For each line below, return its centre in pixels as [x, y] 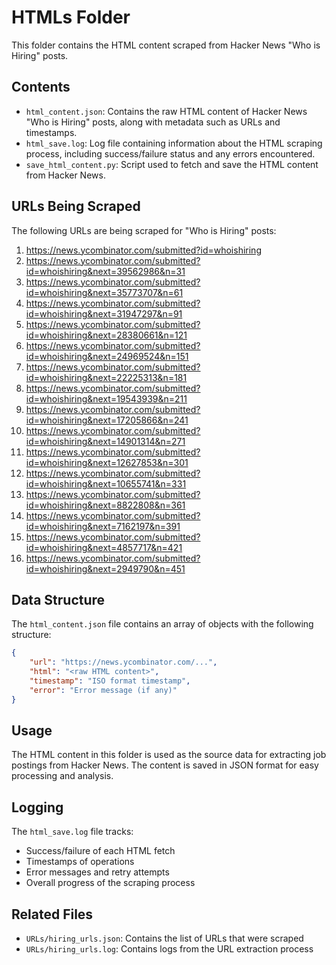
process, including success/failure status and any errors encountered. [170, 153]
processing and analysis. [62, 776]
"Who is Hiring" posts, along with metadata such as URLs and [153, 122]
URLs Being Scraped [76, 206]
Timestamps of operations [80, 862]
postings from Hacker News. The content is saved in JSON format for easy [165, 765]
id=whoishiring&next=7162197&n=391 [103, 526]
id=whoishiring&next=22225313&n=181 [106, 377]
